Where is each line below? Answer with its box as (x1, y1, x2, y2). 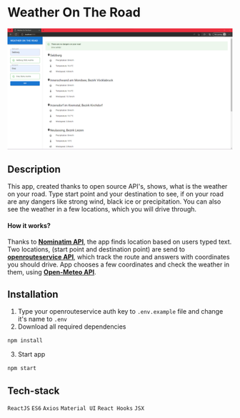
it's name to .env (17, 315, 68, 324)
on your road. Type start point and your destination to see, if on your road (7, 190, 224, 199)
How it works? (7, 222, 51, 230)
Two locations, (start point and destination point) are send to (7, 244, 186, 254)
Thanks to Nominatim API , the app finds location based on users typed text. (7, 237, 232, 246)
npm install (7, 337, 43, 344)
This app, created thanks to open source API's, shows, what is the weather (7, 182, 228, 191)
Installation (7, 289, 59, 301)
